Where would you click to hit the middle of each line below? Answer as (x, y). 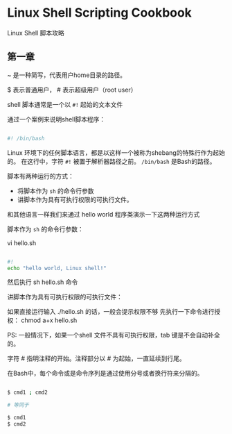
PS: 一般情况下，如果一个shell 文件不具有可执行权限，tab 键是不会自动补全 (114, 335)
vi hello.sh (22, 243)
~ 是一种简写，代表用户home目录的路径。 (67, 75)
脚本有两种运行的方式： (41, 176)
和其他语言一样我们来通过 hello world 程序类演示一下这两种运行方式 (104, 214)
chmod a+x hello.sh (49, 320)
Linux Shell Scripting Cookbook (100, 13)
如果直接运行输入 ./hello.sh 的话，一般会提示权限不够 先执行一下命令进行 (111, 312)
